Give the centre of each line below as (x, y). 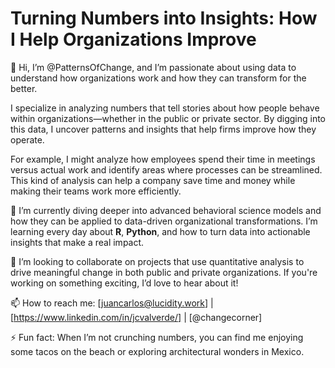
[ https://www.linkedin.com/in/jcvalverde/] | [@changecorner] (136, 317)
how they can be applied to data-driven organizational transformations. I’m (164, 221)
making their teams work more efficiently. (96, 191)
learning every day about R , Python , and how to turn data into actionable (160, 231)
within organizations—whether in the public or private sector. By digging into (168, 118)
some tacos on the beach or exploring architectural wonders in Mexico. (157, 351)
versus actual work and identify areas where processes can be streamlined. (166, 169)
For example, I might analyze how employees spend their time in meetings (163, 159)
